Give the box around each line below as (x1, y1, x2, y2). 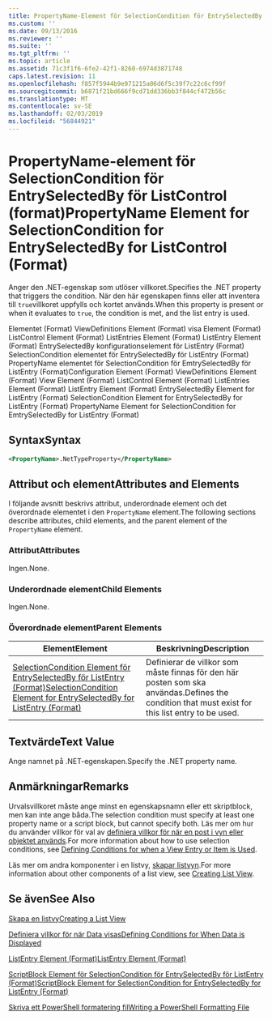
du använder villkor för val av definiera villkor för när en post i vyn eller (8, 827, 244, 837)
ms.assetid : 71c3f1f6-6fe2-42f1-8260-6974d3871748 (8, 65, 183, 73)
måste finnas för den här (145, 667, 239, 678)
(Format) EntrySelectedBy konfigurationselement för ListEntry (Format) (8, 341, 245, 351)
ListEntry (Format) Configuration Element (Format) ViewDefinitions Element (8, 366, 257, 377)
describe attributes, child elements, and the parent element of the (8, 516, 227, 526)
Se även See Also (8, 892, 96, 906)
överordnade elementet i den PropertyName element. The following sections (8, 507, 257, 517)
